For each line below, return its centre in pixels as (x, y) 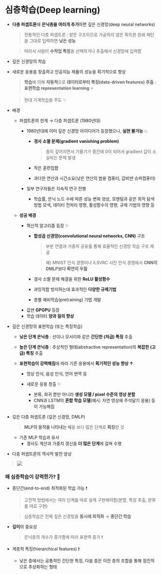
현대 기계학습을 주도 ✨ (45, 100)
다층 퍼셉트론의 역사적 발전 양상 (42, 454)
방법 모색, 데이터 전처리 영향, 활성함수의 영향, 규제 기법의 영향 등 (94, 205)
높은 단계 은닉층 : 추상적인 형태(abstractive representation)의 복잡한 (84, 347)
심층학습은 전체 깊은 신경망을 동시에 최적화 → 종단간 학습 (78, 516)
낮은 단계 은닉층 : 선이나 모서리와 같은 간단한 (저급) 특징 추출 (76, 337)
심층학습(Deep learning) (53, 10)
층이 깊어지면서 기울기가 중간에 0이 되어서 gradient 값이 (98, 152)
